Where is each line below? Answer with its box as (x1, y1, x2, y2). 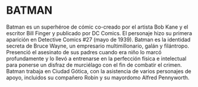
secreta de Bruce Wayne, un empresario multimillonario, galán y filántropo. (6, 42, 189, 49)
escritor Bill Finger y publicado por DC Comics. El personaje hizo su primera (6, 29, 192, 36)
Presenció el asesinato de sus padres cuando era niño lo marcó (6, 48, 162, 55)
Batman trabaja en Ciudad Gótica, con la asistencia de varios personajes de (6, 67, 191, 74)
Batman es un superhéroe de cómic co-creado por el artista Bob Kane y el (6, 23, 188, 30)
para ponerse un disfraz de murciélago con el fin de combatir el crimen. (6, 61, 183, 69)
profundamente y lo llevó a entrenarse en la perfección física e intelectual (6, 55, 187, 62)
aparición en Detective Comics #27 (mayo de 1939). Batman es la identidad (6, 36, 191, 43)
